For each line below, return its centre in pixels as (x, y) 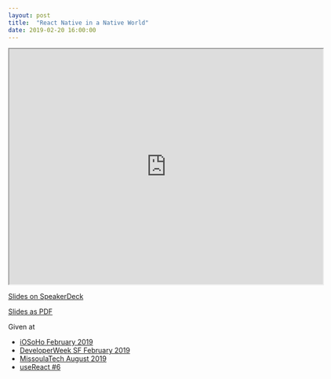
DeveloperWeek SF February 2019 (75, 351)
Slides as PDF (31, 312)
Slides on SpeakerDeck (46, 297)
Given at (22, 327)
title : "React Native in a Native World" (78, 23)
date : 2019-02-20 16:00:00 (52, 30)
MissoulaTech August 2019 (63, 359)
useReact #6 (40, 367)
